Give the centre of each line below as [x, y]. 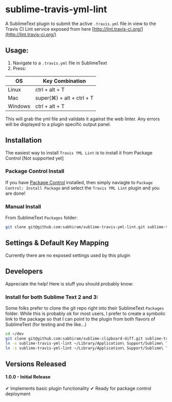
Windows [19, 106]
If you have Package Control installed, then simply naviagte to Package [79, 182]
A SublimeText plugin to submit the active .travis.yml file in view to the [81, 24]
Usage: [17, 50]
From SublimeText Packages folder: [41, 218]
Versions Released [36, 364]
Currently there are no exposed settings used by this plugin [68, 255]
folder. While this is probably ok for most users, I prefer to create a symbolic [85, 314]
